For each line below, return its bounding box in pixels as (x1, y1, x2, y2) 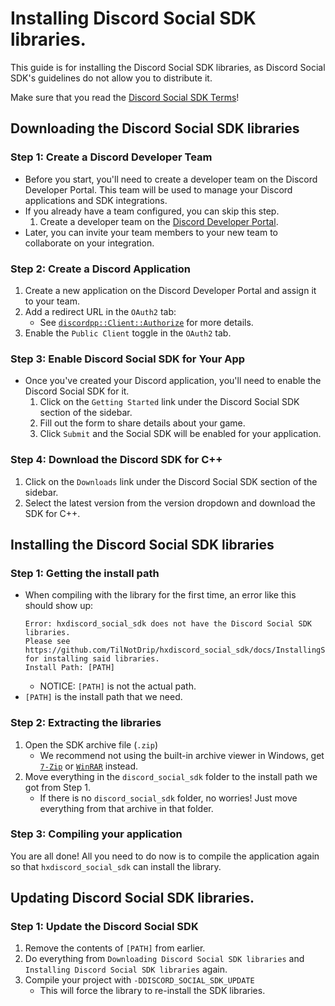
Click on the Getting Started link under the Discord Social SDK (39, 396, 300, 408)
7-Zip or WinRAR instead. (39, 760, 139, 772)
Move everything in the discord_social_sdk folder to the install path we (24, 770, 318, 782)
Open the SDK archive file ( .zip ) (24, 738, 159, 751)
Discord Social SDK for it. (24, 385, 130, 397)
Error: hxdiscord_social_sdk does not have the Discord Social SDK (24, 619, 312, 629)
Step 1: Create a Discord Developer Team (10, 150, 213, 164)
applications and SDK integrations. (24, 194, 168, 206)
